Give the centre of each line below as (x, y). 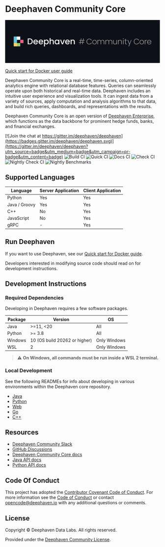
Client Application (102, 191)
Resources (22, 432)
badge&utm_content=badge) (34, 157)
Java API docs (27, 460)
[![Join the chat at (23, 136)
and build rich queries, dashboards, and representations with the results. (79, 106)
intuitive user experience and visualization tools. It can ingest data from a (79, 96)
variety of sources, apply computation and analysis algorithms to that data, (81, 101)
